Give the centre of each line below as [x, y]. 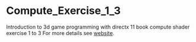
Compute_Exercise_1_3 [63, 11]
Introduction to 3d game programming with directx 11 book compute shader [98, 27]
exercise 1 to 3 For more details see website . [60, 33]
